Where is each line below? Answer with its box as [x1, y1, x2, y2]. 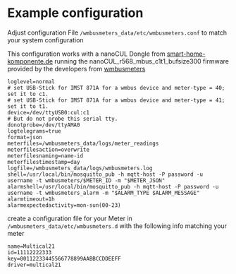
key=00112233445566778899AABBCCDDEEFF [7, 255, 121, 262]
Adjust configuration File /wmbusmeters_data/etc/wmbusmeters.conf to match [7, 28, 228, 37]
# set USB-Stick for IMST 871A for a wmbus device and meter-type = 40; [7, 84, 225, 91]
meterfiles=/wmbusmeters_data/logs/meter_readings [7, 140, 159, 147]
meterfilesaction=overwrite [7, 146, 90, 153]
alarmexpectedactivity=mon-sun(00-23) [7, 201, 121, 209]
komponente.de [7, 56, 54, 65]
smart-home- [166, 49, 206, 58]
